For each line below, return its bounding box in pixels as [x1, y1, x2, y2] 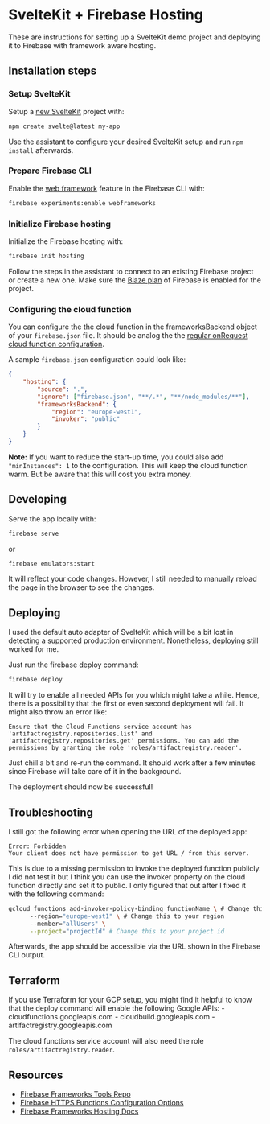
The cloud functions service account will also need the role [8, 1036, 204, 1046]
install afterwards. [8, 145, 74, 154]
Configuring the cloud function [8, 303, 132, 315]
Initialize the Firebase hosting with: [8, 236, 124, 246]
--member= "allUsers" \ [29, 920, 106, 928]
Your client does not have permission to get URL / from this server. [8, 849, 250, 858]
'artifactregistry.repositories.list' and [8, 730, 153, 738]
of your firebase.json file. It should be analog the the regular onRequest [8, 331, 248, 340]
